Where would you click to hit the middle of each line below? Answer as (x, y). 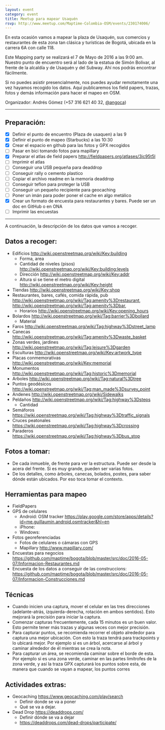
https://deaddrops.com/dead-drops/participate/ (68, 722)
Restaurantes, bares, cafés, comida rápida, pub (60, 295)
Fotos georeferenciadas (36, 537)
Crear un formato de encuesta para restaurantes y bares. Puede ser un (84, 201)
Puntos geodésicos (32, 384)
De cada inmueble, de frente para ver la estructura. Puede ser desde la (84, 463)
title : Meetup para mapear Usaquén (41, 19)
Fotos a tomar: (28, 452)
